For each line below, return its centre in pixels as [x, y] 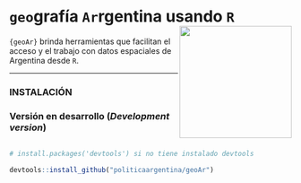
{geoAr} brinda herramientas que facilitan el [90, 41]
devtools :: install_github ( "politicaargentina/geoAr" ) [112, 170]
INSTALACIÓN [41, 91]
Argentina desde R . [44, 60]
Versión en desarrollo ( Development [90, 116]
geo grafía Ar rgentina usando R [122, 17]
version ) [28, 127]
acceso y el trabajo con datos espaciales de [90, 50]
